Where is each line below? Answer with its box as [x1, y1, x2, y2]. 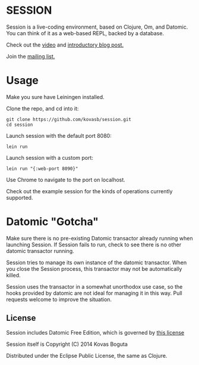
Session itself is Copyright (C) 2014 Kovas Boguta [6, 341, 128, 348]
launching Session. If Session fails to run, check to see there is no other [6, 241, 182, 248]
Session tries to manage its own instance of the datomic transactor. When [6, 259, 187, 266]
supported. [6, 194, 33, 201]
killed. [6, 271, 21, 279]
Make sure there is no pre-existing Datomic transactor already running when [6, 234, 193, 242]
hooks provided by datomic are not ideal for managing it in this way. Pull [6, 289, 182, 296]
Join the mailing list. [6, 52, 55, 60]
